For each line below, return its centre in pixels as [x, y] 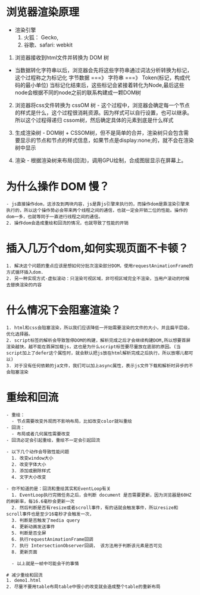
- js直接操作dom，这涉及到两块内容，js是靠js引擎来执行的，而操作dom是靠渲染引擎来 [98, 204]
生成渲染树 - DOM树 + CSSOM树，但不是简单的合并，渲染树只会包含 [99, 132]
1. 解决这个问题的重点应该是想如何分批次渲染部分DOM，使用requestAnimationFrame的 [100, 266]
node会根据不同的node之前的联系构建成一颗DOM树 [78, 92]
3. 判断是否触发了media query [46, 520]
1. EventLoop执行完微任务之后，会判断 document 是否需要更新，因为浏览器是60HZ [101, 495]
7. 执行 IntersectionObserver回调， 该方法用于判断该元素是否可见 [87, 546]
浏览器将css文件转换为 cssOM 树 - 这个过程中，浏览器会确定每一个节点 [102, 105]
